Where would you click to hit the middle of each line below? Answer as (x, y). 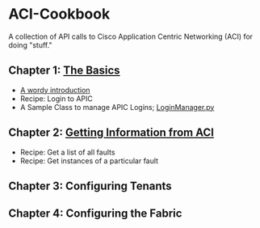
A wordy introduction (55, 90)
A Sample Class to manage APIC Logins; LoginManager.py (117, 107)
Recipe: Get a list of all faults (67, 152)
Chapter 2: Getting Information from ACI (111, 133)
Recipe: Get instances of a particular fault (89, 160)
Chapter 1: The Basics (64, 71)
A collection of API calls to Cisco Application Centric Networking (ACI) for (130, 36)
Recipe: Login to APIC (56, 99)
